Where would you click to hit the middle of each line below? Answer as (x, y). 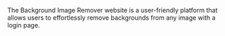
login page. (24, 25)
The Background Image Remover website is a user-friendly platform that (112, 10)
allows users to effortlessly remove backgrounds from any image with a (111, 18)
